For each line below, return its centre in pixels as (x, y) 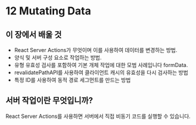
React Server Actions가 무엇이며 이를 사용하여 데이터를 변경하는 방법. (96, 50)
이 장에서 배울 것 (34, 34)
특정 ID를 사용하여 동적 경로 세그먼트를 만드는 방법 (72, 80)
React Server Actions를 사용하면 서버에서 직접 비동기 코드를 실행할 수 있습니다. (98, 116)
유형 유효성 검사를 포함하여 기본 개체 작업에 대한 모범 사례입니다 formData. (101, 65)
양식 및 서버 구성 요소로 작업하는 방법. (58, 57)
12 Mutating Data (49, 11)
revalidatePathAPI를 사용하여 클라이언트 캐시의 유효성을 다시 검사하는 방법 (101, 72)
